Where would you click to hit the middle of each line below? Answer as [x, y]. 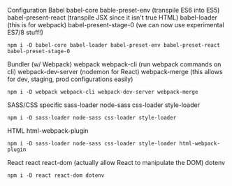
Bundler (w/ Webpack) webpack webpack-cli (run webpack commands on [114, 64]
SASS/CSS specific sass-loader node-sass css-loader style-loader [104, 105]
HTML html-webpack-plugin [48, 131]
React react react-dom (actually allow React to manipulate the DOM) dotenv [116, 163]
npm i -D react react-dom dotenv [56, 176]
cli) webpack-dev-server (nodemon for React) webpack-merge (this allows [115, 72]
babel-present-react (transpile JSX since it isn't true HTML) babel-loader [113, 17]
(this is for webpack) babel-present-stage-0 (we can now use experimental [116, 25]
